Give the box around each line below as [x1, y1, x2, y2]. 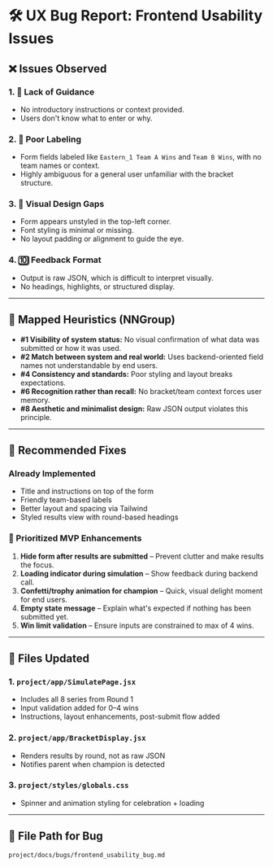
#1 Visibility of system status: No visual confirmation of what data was [19, 335, 260, 344]
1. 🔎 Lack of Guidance [8, 86, 95, 98]
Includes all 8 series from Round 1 [19, 694, 134, 704]
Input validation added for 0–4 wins [19, 703, 140, 713]
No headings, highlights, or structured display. [19, 282, 175, 291]
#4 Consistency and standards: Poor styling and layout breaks [19, 369, 233, 379]
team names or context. [19, 160, 100, 171]
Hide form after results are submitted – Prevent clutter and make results [19, 551, 264, 561]
